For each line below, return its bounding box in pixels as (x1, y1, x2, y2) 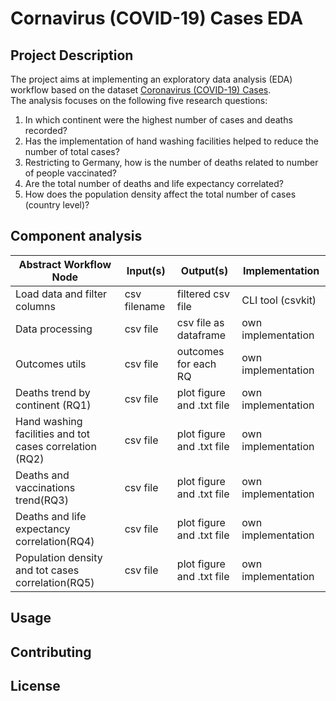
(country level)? (24, 199, 90, 211)
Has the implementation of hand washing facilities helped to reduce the (24, 135, 319, 147)
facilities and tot (15, 427, 91, 441)
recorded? (24, 125, 68, 136)
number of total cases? (24, 146, 120, 157)
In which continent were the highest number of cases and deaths (24, 114, 293, 126)
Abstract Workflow (18, 257, 112, 271)
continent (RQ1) (15, 398, 92, 412)
